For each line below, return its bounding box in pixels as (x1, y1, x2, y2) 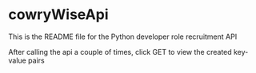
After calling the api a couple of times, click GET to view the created (8, 47, 232, 56)
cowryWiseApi (8, 6, 109, 24)
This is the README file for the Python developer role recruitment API (8, 32, 238, 41)
